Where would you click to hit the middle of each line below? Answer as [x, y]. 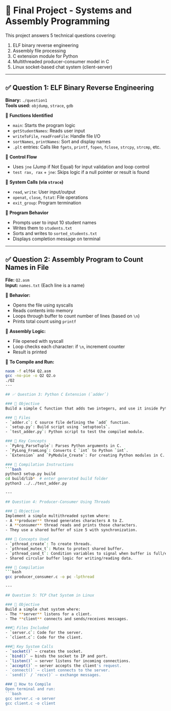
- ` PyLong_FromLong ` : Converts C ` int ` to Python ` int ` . [67, 450]
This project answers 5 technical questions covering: [61, 35]
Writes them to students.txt [42, 228]
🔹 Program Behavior [27, 212]
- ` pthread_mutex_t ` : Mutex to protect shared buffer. [65, 549]
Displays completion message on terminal [56, 239]
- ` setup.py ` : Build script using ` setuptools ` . [58, 427]
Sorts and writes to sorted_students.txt [55, 233]
